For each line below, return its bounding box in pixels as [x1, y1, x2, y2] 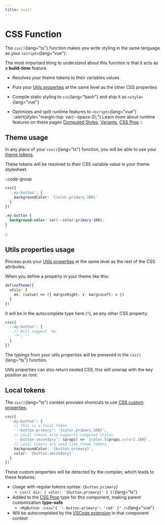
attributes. [5, 264, 26, 270]
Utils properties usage [5, 245, 75, 254]
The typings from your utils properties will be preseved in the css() [5, 351, 141, 357]
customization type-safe [12, 500, 63, 506]
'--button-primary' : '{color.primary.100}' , [14, 428, 107, 433]
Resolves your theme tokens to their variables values [12, 75, 120, 81]
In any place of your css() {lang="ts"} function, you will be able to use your [5, 146, 157, 152]
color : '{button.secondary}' [14, 451, 74, 456]
